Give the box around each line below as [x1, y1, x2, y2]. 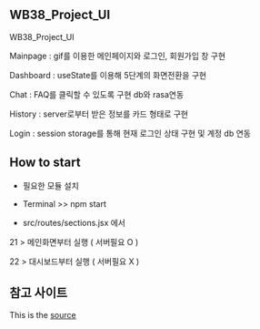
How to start [9, 155, 81, 170]
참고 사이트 [9, 285, 68, 301]
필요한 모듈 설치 [22, 180, 79, 190]
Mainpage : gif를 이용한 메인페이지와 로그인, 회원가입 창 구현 [9, 50, 225, 61]
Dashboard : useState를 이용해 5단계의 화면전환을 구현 [9, 69, 207, 80]
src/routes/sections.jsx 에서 [22, 217, 125, 228]
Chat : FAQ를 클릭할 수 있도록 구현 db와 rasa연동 [9, 88, 185, 99]
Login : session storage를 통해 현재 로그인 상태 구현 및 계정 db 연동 [9, 128, 252, 139]
